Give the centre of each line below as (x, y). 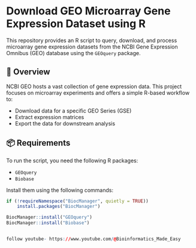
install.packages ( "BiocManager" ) (59, 207)
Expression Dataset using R (76, 24)
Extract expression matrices (49, 117)
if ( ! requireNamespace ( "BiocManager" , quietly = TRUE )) (77, 201)
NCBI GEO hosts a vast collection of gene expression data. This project (94, 86)
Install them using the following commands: (60, 190)
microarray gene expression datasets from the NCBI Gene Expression (92, 47)
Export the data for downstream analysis (65, 123)
